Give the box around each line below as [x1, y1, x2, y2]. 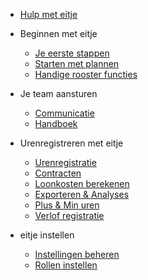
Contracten [34, 167, 82, 179]
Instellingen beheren [34, 249, 120, 260]
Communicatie [34, 107, 95, 119]
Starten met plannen [34, 58, 120, 69]
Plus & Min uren [34, 199, 100, 211]
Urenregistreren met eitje [19, 137, 124, 149]
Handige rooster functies [34, 69, 138, 80]
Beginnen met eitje [19, 28, 98, 39]
